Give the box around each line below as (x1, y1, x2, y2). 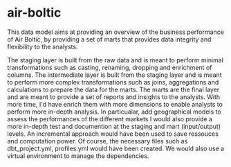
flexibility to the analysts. (7, 42, 78, 51)
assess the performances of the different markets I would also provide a (7, 114, 213, 123)
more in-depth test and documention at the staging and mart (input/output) (7, 122, 221, 130)
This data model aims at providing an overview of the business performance (7, 28, 225, 36)
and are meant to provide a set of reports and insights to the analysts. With (7, 92, 221, 101)
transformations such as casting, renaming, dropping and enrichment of (7, 63, 212, 71)
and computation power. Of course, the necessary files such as (7, 137, 188, 145)
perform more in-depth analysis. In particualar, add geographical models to (7, 107, 221, 116)
